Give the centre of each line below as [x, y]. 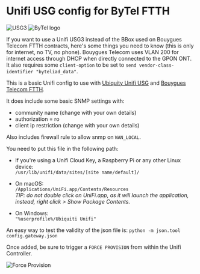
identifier [20, 72]
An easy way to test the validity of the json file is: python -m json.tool [93, 230]
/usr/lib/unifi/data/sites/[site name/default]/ [77, 172]
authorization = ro [37, 119]
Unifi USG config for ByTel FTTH [88, 11]
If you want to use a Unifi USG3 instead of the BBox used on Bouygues [94, 39]
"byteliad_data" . [57, 71]
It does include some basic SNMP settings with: [65, 101]
